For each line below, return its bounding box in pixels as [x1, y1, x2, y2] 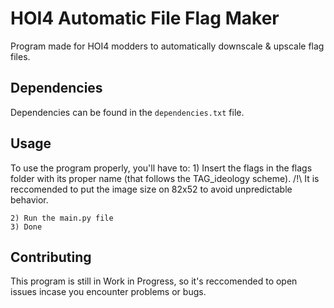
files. [10, 50, 31, 62]
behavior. [10, 193, 49, 206]
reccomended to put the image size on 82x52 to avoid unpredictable [10, 183, 293, 195]
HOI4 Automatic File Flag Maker [10, 7, 280, 30]
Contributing [10, 248, 92, 266]
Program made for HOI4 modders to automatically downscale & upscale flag [10, 40, 325, 52]
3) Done [10, 222, 43, 232]
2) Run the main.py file [10, 213, 114, 223]
